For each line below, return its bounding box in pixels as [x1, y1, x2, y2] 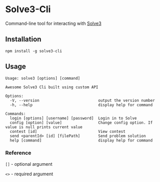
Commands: [5, 111, 26, 116]
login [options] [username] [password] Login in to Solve [10, 116, 137, 121]
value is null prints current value [5, 124, 83, 130]
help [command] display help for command [10, 138, 153, 143]
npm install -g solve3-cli [5, 48, 62, 54]
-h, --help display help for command [10, 102, 153, 107]
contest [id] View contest [10, 129, 126, 134]
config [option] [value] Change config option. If [10, 120, 153, 125]
